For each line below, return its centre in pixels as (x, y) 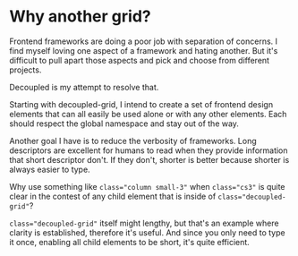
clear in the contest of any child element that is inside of (113, 196)
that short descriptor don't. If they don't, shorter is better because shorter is (149, 159)
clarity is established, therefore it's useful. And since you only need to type (147, 232)
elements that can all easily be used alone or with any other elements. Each (148, 114)
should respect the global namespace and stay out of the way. (124, 124)
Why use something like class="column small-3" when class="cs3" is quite (147, 186)
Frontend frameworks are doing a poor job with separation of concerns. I (144, 41)
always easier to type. (50, 169)
